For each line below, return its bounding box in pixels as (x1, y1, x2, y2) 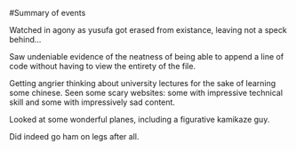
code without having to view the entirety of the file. (9, 61, 196, 71)
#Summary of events (9, 8, 86, 18)
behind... (9, 35, 42, 44)
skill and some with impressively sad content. (9, 97, 176, 107)
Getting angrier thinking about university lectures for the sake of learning (9, 78, 276, 88)
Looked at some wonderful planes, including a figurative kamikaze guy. (9, 115, 270, 124)
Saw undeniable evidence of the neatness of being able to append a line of (9, 52, 284, 61)
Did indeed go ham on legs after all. (9, 131, 140, 141)
